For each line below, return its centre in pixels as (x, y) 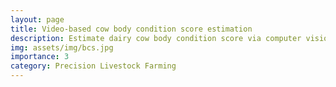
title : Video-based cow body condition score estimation (131, 29)
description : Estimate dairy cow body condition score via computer (156, 38)
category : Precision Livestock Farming (93, 66)
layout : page (37, 19)
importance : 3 (40, 57)
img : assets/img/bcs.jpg (62, 47)
